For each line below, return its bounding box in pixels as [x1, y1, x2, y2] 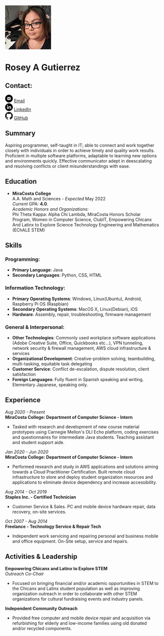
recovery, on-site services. [12, 509, 67, 515]
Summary [5, 129, 36, 138]
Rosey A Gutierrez [5, 62, 81, 73]
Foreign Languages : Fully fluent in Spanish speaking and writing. [12, 376, 144, 382]
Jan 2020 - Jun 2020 [5, 449, 49, 455]
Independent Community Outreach [5, 605, 78, 611]
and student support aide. [12, 439, 65, 445]
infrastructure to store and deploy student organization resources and [12, 474, 153, 480]
